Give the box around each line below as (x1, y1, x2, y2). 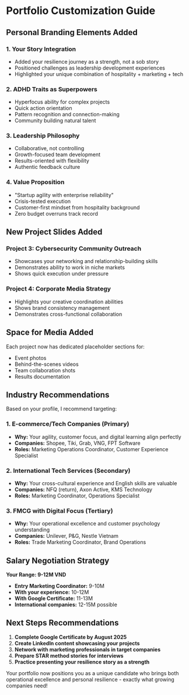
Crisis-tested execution (14, 198, 71, 205)
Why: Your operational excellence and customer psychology (14, 520, 160, 527)
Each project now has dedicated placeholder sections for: (6, 343, 145, 350)
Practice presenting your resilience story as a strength (14, 658, 150, 665)
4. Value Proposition (6, 178, 65, 186)
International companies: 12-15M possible (14, 601, 118, 608)
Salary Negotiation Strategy (6, 555, 110, 565)
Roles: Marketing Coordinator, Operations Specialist (14, 492, 140, 499)
